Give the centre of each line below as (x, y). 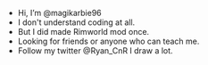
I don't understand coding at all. (76, 22)
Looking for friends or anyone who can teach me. (108, 41)
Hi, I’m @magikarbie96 (60, 13)
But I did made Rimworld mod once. (83, 32)
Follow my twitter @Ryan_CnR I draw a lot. (95, 51)
